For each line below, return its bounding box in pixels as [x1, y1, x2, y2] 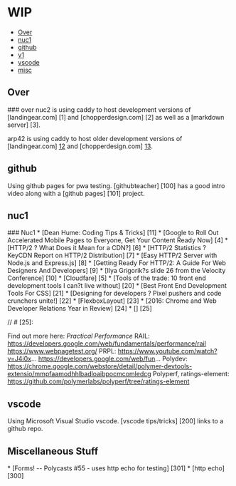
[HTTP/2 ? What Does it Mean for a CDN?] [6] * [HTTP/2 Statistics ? [7, 244, 206, 252]
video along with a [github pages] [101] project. [7, 189, 146, 197]
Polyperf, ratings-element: [152, 370, 230, 378]
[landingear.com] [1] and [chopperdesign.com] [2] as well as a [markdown [7, 113, 225, 121]
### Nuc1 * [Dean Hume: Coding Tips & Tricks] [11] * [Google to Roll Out [7, 229, 219, 237]
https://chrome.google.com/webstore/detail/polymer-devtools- [7, 362, 193, 371]
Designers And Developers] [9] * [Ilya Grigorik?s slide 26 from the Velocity [7, 267, 226, 275]
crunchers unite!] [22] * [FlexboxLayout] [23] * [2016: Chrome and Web [7, 296, 217, 305]
